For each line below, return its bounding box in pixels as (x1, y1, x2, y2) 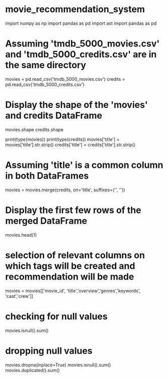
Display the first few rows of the (5, 204, 142, 215)
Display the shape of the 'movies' (5, 99, 148, 111)
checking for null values (5, 310, 108, 322)
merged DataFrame (5, 215, 88, 227)
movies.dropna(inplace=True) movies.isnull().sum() (5, 362, 111, 368)
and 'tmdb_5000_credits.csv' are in (5, 49, 157, 60)
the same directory (5, 60, 87, 71)
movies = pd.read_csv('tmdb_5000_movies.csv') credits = (5, 76, 125, 82)
